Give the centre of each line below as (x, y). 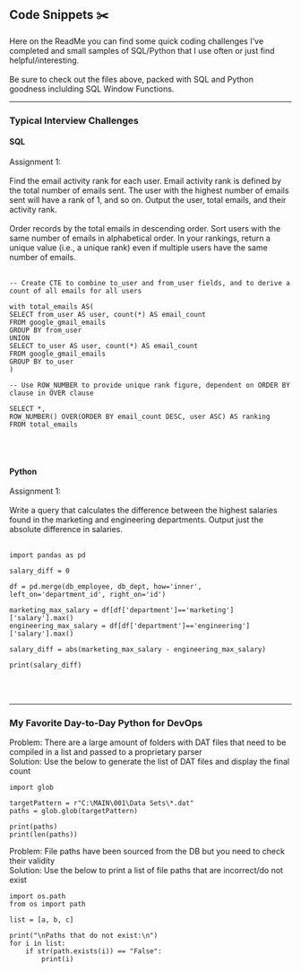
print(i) (58, 959)
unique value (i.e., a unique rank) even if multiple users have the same (139, 247)
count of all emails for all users (76, 291)
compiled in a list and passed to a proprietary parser (106, 752)
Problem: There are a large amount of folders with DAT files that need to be (148, 742)
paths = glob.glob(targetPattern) (74, 811)
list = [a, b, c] (42, 920)
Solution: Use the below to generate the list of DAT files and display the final (149, 762)
